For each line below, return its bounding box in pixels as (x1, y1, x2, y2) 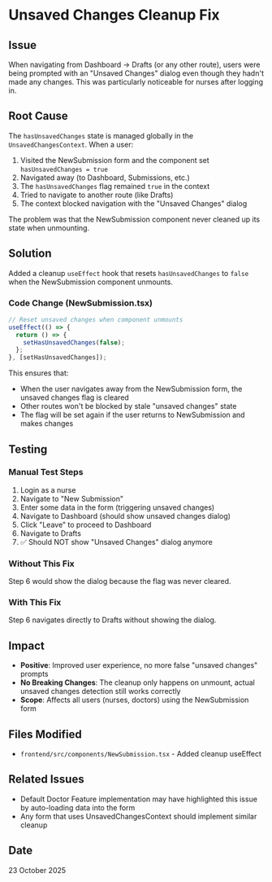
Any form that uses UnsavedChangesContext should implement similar (19, 811, 257, 821)
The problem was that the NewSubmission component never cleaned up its (8, 214, 261, 224)
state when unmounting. (8, 222, 90, 233)
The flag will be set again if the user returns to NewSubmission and (19, 410, 245, 420)
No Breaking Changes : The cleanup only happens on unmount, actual (19, 678, 256, 687)
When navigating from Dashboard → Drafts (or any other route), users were (8, 59, 261, 69)
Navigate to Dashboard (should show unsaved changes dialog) (19, 511, 231, 520)
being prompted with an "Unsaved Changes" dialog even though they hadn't (8, 68, 264, 78)
